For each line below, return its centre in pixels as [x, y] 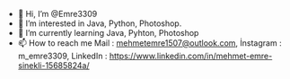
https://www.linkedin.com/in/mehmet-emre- [191, 56]
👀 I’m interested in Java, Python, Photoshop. [100, 23]
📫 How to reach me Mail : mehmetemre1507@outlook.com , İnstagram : [149, 43]
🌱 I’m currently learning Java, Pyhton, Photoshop [108, 33]
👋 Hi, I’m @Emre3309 [57, 14]
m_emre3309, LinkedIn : [62, 56]
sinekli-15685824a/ [53, 66]
